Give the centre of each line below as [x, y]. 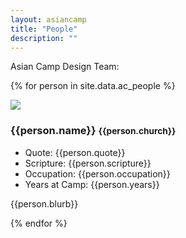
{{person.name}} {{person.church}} [93, 131]
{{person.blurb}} [44, 203]
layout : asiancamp [48, 19]
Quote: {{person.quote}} [75, 152]
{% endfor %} [39, 223]
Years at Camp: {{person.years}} [92, 184]
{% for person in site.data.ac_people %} [93, 86]
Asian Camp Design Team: [65, 67]
